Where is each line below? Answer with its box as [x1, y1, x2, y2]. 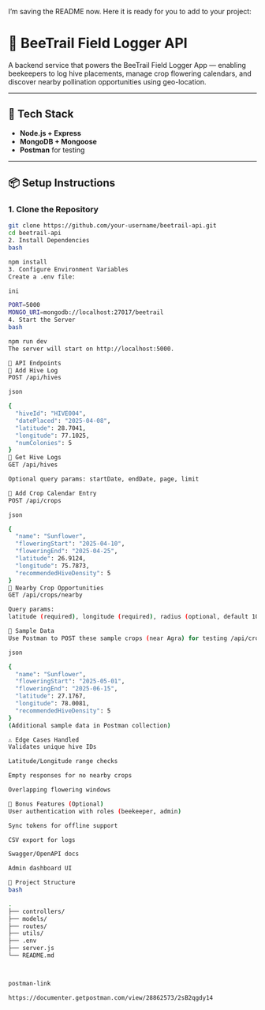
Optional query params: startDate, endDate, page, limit [8, 475, 200, 484]
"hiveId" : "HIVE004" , [15, 410, 87, 417]
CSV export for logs [8, 836, 77, 844]
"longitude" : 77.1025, [15, 432, 90, 440]
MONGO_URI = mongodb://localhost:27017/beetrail [8, 309, 164, 316]
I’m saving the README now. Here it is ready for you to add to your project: [8, 7, 252, 16]
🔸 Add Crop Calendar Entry [8, 489, 97, 497]
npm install [8, 258, 47, 266]
